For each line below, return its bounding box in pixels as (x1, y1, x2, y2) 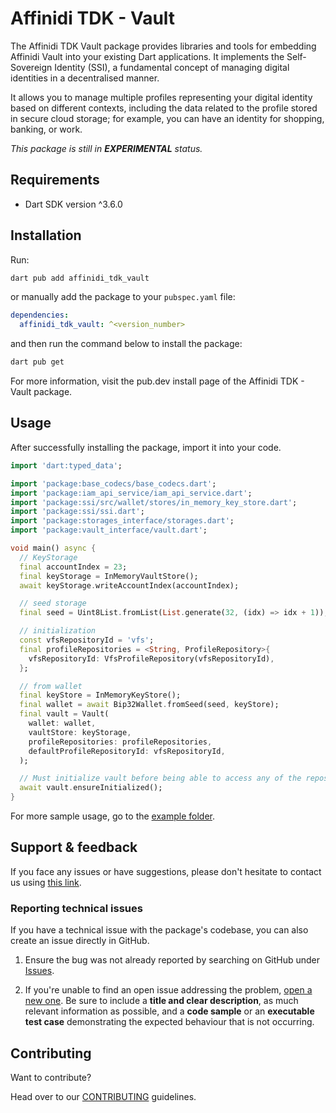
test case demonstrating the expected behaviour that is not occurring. (24, 1016, 315, 1028)
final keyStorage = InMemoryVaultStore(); (19, 571, 199, 581)
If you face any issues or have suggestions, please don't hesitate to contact (10, 865, 322, 877)
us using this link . (10, 876, 82, 888)
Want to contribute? (10, 1071, 92, 1083)
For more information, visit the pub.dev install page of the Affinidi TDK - (10, 375, 305, 387)
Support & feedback (10, 839, 138, 856)
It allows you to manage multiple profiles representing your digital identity (10, 91, 313, 103)
